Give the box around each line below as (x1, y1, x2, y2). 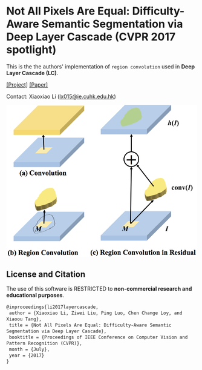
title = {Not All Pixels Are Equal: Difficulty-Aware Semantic (8, 322, 172, 328)
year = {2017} (8, 352, 45, 358)
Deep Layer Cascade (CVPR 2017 (6, 30, 176, 44)
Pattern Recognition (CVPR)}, (6, 340, 83, 346)
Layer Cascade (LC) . (6, 69, 59, 76)
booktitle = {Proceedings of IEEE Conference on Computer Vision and (8, 334, 188, 340)
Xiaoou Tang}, (6, 316, 42, 322)
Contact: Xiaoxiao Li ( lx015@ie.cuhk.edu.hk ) (6, 93, 116, 100)
